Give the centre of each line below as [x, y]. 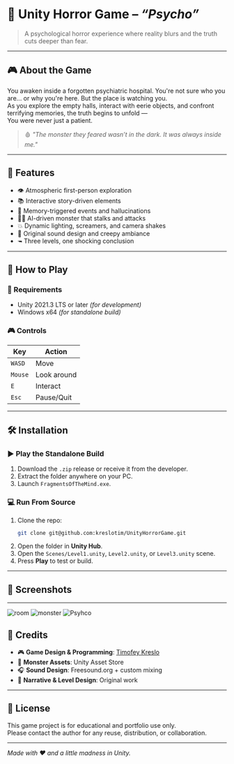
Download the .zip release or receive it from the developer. [102, 469]
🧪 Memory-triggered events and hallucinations [84, 211]
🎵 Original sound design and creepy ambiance [84, 233]
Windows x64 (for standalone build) [69, 312]
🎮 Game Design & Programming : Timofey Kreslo [88, 652]
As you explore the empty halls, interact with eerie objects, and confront [111, 105]
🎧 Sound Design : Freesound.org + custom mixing [89, 670]
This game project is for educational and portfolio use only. [92, 725]
